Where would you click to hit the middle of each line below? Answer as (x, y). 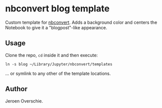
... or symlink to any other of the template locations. (58, 73)
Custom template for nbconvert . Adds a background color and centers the (81, 22)
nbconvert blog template (57, 9)
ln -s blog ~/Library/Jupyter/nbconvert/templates (59, 64)
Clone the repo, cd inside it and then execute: (52, 55)
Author (16, 89)
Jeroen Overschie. (24, 101)
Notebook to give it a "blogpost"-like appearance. (56, 27)
